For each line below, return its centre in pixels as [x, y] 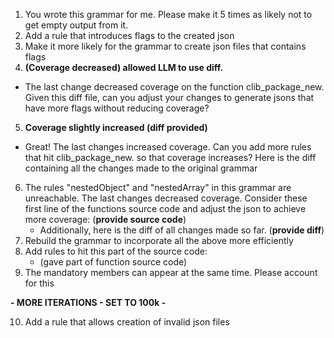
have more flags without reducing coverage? [117, 108]
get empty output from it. [76, 25]
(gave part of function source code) [113, 262]
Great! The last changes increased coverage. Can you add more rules [168, 147]
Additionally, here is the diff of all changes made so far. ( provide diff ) [182, 230]
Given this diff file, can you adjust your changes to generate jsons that [169, 97]
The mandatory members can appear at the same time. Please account [171, 272]
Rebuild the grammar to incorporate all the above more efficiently [159, 240]
